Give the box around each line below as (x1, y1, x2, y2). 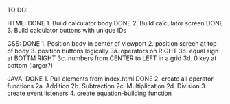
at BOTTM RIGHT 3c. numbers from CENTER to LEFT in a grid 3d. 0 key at (7, 54, 217, 62)
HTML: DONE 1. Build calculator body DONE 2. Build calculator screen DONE (7, 19, 224, 27)
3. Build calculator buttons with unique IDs (7, 27, 127, 34)
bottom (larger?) (7, 62, 54, 69)
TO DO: (7, 6, 29, 14)
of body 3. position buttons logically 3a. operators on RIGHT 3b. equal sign (7, 47, 219, 55)
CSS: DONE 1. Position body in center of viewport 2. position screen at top (7, 40, 218, 47)
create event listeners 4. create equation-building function (7, 89, 172, 97)
